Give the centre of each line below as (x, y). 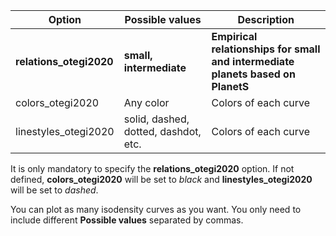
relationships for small (266, 49)
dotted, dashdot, (162, 131)
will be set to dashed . (54, 190)
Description (266, 19)
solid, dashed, (156, 119)
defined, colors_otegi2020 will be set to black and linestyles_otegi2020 (161, 179)
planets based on (253, 74)
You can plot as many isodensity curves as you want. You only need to (156, 209)
